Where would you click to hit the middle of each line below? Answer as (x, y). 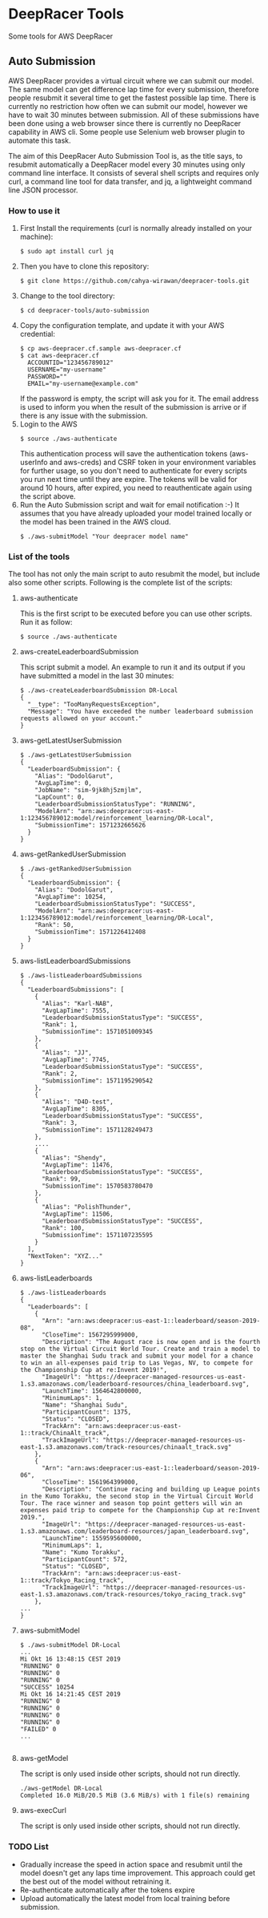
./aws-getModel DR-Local (61, 1789)
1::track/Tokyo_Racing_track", (72, 1580)
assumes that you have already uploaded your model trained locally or (136, 513)
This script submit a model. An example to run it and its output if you (132, 667)
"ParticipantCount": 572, (84, 1560)
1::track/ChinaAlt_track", (65, 1433)
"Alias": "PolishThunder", (86, 1208)
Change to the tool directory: (67, 296)
